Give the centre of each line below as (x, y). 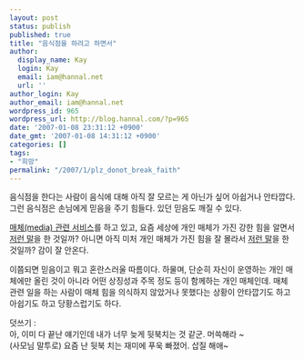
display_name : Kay (53, 60)
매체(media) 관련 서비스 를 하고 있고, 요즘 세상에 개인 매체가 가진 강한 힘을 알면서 (152, 227)
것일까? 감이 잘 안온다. (49, 250)
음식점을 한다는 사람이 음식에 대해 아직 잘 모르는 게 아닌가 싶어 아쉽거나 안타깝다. (152, 197)
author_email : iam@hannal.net (67, 102)
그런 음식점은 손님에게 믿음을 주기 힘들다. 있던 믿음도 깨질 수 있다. (126, 208)
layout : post (34, 18)
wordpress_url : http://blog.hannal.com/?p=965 (99, 119)
